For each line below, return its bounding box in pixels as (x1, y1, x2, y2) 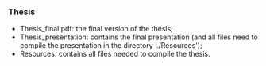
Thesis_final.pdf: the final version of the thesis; (19, 24, 173, 34)
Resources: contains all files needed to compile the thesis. (19, 49, 210, 59)
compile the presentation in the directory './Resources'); (19, 41, 202, 50)
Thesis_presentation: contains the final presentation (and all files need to (19, 32, 258, 42)
